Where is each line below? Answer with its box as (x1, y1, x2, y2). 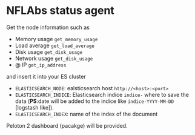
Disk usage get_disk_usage (15, 48, 83, 55)
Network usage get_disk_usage (15, 54, 93, 62)
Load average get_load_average (15, 42, 95, 49)
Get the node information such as (6, 24, 90, 31)
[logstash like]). (15, 104, 55, 111)
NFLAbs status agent (6, 4, 115, 18)
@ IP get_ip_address (15, 61, 67, 68)
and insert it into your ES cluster (6, 73, 86, 80)
